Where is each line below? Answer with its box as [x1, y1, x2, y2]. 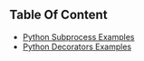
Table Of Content [9, 7, 108, 23]
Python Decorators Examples [22, 41, 132, 52]
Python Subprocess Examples [22, 31, 135, 42]
